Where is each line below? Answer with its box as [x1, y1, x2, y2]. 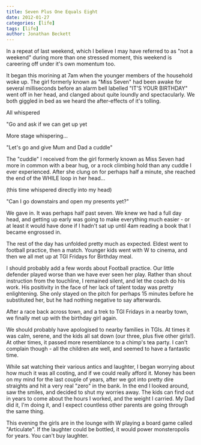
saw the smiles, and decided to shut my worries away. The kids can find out [6, 389, 194, 396]
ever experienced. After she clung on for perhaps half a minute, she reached [6, 169, 196, 176]
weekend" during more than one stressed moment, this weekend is [6, 54, 172, 61]
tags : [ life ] [6, 25, 39, 32]
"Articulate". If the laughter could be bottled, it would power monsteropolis [6, 426, 190, 433]
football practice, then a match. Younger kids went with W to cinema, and [6, 246, 188, 254]
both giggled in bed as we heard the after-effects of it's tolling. [6, 97, 161, 105]
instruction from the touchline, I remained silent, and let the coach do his [6, 277, 185, 285]
